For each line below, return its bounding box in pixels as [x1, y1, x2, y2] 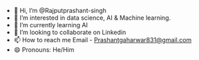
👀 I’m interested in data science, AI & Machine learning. [13, 14, 171, 22]
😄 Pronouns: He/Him [13, 46, 75, 54]
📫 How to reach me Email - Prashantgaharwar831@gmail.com [13, 36, 192, 44]
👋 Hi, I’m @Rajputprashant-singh [13, 7, 107, 14]
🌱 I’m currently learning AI [13, 21, 88, 29]
